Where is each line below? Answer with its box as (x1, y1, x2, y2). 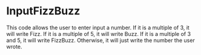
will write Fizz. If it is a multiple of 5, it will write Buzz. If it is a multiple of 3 (6, 30, 191, 37)
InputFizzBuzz (6, 4, 81, 18)
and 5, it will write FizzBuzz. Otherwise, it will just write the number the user (6, 36, 195, 44)
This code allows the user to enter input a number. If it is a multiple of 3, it (6, 24, 189, 31)
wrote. (6, 43, 22, 50)
